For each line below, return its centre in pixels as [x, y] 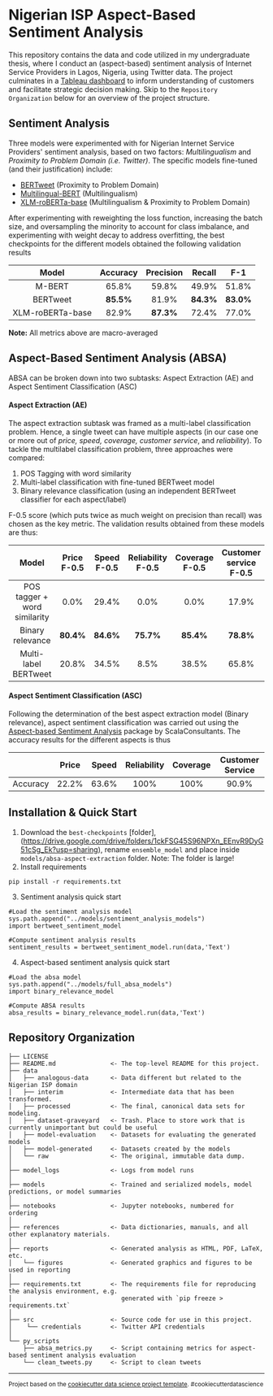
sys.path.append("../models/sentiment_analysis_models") [107, 919]
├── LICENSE [28, 1056]
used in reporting [39, 1270]
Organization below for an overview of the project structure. [109, 98]
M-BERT [52, 286]
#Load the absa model [45, 977]
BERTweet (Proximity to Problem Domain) [89, 185]
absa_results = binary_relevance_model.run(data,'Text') [107, 1013]
